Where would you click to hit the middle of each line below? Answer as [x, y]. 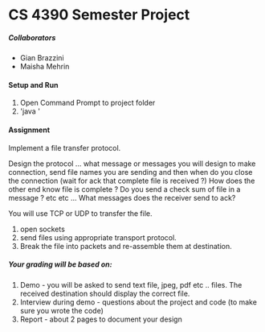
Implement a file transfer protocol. [65, 147]
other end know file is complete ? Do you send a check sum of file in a [124, 189]
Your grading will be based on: [60, 264]
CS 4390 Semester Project [99, 15]
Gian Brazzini [42, 58]
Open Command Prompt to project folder [88, 103]
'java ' [30, 111]
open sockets [43, 229]
